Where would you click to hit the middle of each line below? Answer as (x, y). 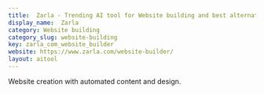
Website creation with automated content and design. (95, 81)
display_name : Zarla (44, 23)
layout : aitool (33, 60)
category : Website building (54, 30)
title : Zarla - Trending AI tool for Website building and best (117, 15)
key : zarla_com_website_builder (61, 45)
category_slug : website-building (63, 37)
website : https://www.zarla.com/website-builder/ (91, 52)
